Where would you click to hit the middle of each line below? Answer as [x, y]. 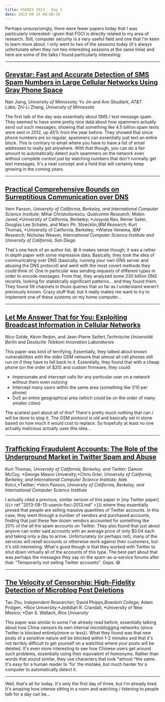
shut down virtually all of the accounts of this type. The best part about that [82, 552]
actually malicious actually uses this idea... [48, 428]
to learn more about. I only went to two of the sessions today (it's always [79, 44]
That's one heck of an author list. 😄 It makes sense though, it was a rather [81, 250]
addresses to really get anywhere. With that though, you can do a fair [75, 148]
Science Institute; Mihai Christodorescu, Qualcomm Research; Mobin [75, 214]
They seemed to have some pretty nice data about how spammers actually [81, 122]
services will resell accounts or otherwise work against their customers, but [82, 541]
